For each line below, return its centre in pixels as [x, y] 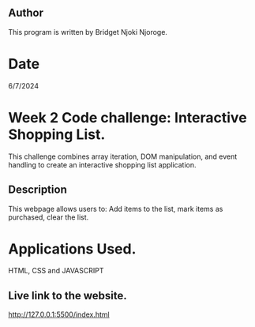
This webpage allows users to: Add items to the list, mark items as [116, 209]
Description [37, 190]
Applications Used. [72, 249]
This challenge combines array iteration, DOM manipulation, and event [123, 156]
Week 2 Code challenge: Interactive [127, 117]
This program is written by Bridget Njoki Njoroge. [88, 32]
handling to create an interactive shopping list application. [102, 164]
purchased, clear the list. [49, 217]
